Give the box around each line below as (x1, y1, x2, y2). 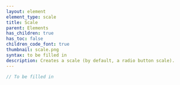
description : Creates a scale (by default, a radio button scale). (6, 57, 175, 63)
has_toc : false (6, 36, 44, 42)
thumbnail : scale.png (6, 47, 59, 53)
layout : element (6, 8, 46, 15)
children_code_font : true (6, 42, 69, 47)
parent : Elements (6, 25, 49, 31)
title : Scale (6, 19, 38, 25)
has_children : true (6, 30, 54, 36)
